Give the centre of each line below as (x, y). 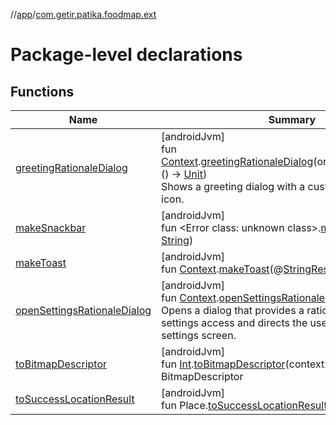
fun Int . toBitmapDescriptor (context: (244, 364)
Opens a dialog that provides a (233, 310)
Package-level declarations (126, 55)
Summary (292, 119)
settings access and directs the (234, 322)
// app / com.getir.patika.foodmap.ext (83, 14)
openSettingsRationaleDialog (83, 310)
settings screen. (199, 335)
